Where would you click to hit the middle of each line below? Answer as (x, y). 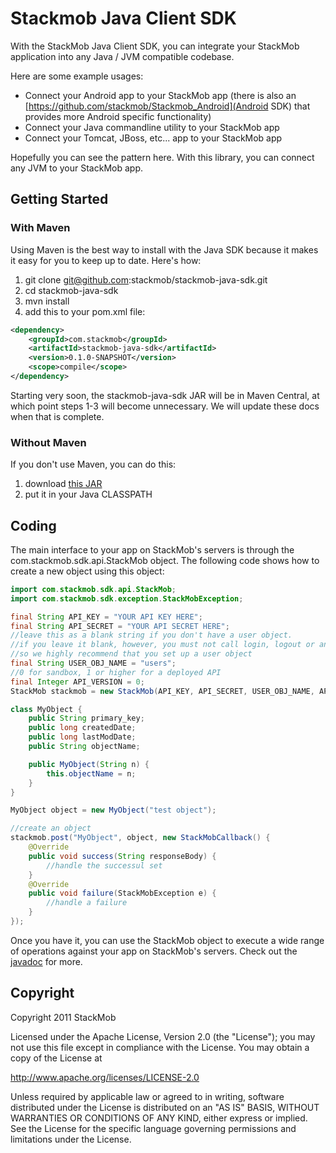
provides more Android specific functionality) (118, 116)
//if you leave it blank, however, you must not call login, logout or (162, 645)
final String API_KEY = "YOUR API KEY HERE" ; (106, 617)
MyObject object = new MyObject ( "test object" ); (113, 810)
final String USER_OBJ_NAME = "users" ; (93, 663)
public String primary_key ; (86, 718)
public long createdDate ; (82, 728)
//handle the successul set (104, 865)
